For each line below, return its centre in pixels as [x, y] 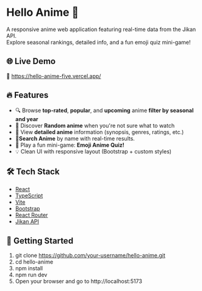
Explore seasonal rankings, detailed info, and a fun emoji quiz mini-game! [99, 42]
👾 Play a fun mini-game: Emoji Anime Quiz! [70, 145]
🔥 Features [27, 95]
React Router [31, 215]
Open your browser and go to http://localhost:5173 [78, 281]
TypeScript [29, 196]
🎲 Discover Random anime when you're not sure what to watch [95, 125]
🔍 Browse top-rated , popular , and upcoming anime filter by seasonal [104, 110]
